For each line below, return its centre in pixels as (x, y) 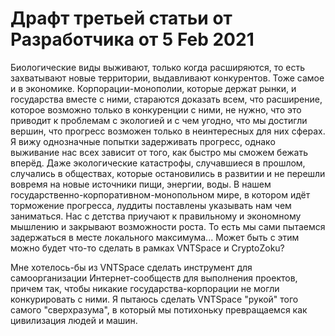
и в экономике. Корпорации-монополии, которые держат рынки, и (153, 88)
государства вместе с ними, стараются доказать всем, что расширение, (166, 99)
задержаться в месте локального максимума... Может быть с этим (155, 237)
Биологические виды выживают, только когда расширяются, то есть (157, 67)
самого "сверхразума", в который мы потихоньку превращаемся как (159, 309)
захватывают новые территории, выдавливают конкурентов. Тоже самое (167, 78)
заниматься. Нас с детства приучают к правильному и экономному (156, 216)
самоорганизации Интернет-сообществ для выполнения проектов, (154, 278)
